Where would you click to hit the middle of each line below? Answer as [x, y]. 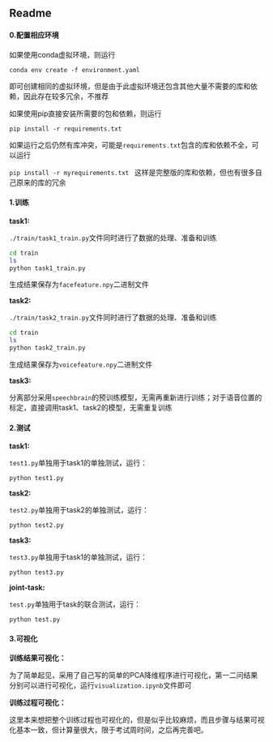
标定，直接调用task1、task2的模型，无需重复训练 [91, 408]
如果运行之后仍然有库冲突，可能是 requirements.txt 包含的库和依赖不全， [130, 144]
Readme [30, 13]
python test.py [35, 620]
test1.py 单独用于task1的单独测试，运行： [79, 463]
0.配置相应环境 [34, 35]
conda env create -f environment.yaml [75, 70]
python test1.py [36, 478]
